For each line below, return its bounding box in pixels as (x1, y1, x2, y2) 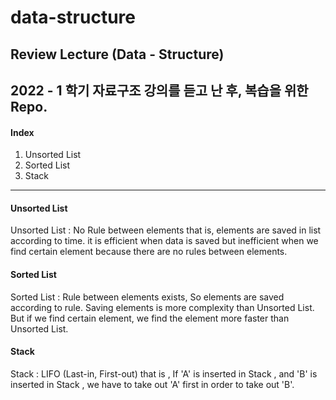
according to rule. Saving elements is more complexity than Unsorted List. (10, 301, 315, 313)
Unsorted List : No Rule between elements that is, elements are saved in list (10, 224, 322, 236)
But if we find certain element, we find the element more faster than (10, 312, 290, 324)
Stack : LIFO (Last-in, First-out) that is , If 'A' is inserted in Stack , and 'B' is (10, 367, 318, 380)
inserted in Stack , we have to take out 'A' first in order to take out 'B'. (10, 378, 295, 390)
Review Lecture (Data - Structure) (10, 46, 225, 63)
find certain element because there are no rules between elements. (10, 246, 288, 258)
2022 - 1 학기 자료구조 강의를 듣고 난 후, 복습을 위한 (10, 82, 309, 99)
